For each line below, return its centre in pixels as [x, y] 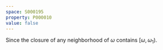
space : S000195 [25, 12]
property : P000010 [29, 17]
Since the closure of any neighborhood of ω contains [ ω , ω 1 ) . [81, 41]
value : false [22, 23]
